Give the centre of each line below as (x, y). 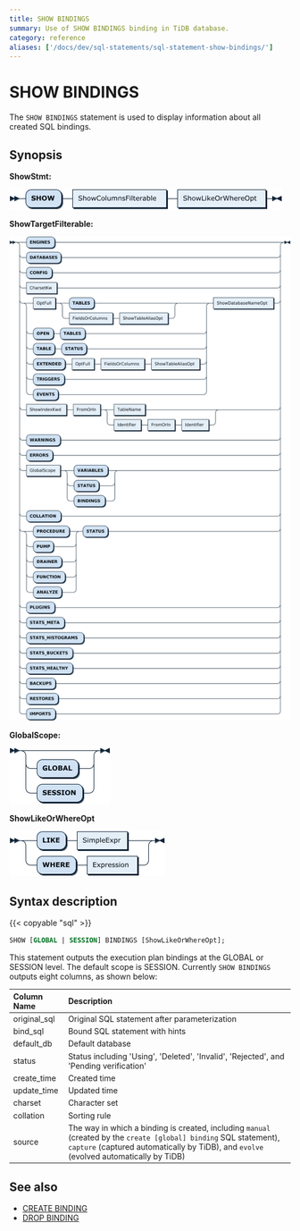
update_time (36, 1091)
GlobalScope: (35, 735)
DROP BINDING (50, 1218)
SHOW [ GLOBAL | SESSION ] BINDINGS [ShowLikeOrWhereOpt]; (117, 940)
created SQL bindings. (50, 127)
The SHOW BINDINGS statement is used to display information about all (135, 117)
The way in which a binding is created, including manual (169, 1127)
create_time (34, 1078)
